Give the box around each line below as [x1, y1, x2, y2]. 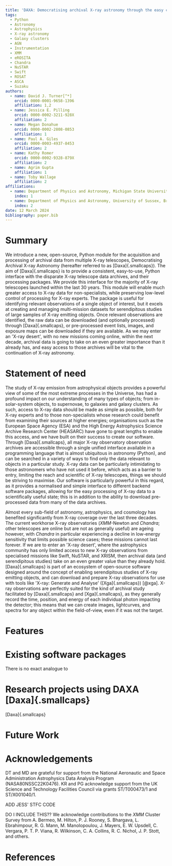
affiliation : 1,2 [14, 103, 52, 108]
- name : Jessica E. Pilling [10, 108, 70, 113]
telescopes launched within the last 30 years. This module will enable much [5, 284, 165, 290]
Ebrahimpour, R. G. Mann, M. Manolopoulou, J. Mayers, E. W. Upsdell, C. [5, 822, 158, 829]
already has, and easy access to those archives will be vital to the [5, 344, 144, 350]
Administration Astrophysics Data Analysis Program [5, 775, 114, 781]
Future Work [5, 730, 59, 741]
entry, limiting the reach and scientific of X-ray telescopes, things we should [5, 472, 166, 478]
